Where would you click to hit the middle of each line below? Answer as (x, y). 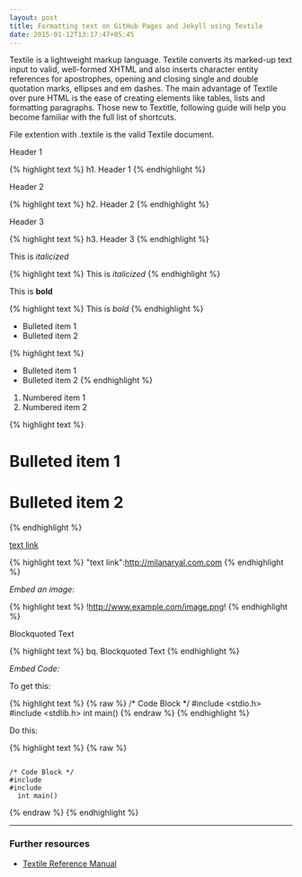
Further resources (49, 844)
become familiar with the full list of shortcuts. (93, 117)
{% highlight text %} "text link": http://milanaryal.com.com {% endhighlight (147, 562)
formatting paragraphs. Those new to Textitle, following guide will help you (147, 108)
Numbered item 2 (55, 407)
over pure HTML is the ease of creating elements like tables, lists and (137, 98)
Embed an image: (42, 589)
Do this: (24, 730)
